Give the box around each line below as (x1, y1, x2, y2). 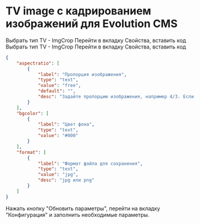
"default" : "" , (37, 88, 76, 94)
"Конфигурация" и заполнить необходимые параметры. (5, 211, 150, 218)
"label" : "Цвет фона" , (37, 122, 95, 128)
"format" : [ (16, 149, 46, 155)
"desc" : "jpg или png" (37, 177, 95, 183)
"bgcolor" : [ (16, 110, 49, 116)
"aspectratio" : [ (16, 60, 60, 66)
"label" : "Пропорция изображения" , (37, 71, 127, 77)
